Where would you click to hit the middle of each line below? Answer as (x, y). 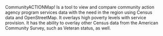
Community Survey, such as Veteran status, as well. (58, 28)
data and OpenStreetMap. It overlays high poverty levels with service (76, 18)
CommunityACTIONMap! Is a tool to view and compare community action (80, 7)
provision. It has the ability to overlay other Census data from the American (82, 23)
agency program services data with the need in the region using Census (79, 12)
